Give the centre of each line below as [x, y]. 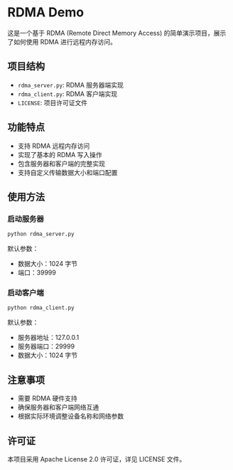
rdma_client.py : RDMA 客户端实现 [67, 94]
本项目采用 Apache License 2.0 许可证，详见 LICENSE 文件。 [97, 459]
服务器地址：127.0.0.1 [48, 338]
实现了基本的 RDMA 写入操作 [60, 154]
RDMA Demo [45, 12]
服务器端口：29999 [46, 346]
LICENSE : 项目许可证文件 [52, 102]
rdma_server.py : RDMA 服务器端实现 [71, 85]
